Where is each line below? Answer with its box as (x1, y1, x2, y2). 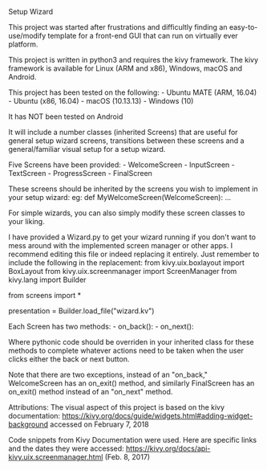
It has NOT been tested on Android (8, 112, 123, 121)
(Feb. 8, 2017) (104, 452, 151, 461)
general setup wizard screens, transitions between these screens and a (8, 136, 245, 145)
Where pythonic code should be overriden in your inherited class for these (8, 337, 254, 346)
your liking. (8, 217, 46, 226)
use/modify (8, 31, 47, 40)
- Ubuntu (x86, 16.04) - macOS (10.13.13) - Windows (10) (8, 96, 194, 105)
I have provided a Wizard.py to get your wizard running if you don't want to (8, 232, 257, 242)
